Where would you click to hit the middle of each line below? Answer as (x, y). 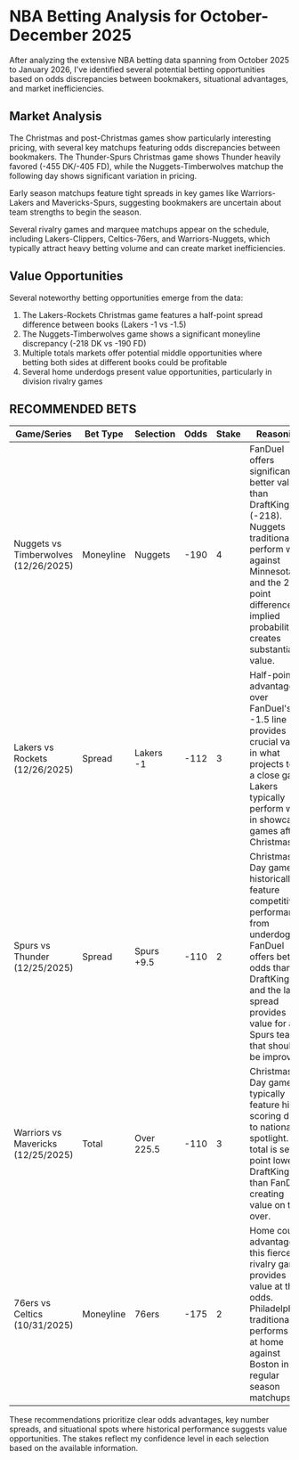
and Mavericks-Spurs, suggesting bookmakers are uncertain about (158, 202)
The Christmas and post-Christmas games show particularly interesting (140, 138)
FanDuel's (271, 708)
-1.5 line (268, 720)
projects (267, 764)
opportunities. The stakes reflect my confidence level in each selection (139, 1439)
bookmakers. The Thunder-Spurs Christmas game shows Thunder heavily (145, 157)
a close (265, 775)
